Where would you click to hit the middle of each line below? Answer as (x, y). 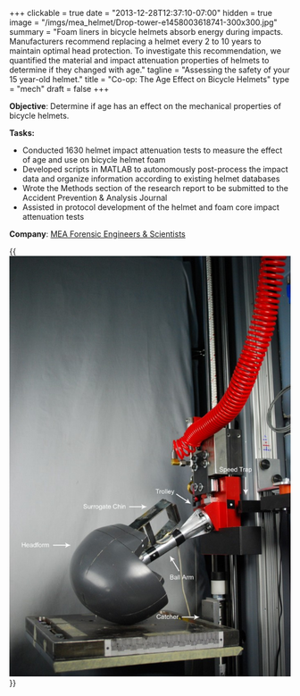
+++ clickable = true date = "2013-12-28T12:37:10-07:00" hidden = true (141, 13)
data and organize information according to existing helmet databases (151, 179)
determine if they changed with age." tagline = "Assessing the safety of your (150, 70)
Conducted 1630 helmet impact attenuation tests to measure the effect (152, 150)
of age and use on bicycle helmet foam (94, 159)
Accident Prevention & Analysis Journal (95, 197)
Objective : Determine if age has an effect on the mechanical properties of (145, 106)
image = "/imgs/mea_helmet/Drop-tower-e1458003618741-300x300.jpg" (144, 22)
